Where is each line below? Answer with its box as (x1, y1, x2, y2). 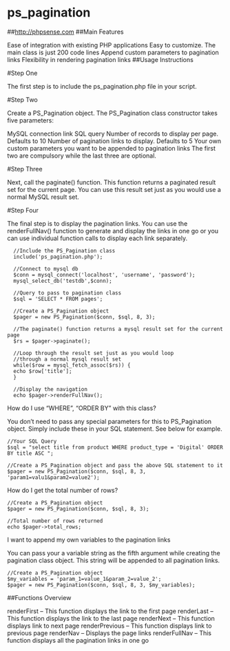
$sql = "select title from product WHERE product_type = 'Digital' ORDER (7, 444, 224, 451)
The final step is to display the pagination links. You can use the (7, 219, 188, 228)
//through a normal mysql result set (13, 356, 122, 363)
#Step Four (7, 206, 39, 214)
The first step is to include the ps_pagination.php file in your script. (7, 82, 198, 90)
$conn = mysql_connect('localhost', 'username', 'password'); (13, 271, 196, 278)
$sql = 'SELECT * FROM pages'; (13, 295, 103, 302)
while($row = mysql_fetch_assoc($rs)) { (13, 361, 131, 369)
